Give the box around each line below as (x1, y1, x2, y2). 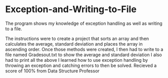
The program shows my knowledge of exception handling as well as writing (5, 20, 163, 26)
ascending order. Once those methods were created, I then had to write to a (5, 46, 163, 52)
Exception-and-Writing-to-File (5, 4, 137, 15)
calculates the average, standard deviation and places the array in (5, 41, 143, 47)
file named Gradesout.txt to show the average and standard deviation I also (5, 52, 162, 58)
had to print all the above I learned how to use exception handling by (5, 57, 148, 63)
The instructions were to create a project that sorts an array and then (5, 35, 149, 42)
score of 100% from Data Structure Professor (5, 67, 100, 74)
